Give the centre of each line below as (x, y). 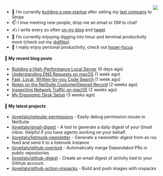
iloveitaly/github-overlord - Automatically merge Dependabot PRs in (79, 148)
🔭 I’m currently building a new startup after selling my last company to (81, 12)
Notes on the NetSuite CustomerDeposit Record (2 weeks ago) (74, 85)
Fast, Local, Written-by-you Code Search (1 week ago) (66, 79)
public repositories (30, 153)
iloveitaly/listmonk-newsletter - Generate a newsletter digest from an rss (84, 138)
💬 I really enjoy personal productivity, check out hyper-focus (72, 47)
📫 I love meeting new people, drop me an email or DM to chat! (74, 22)
